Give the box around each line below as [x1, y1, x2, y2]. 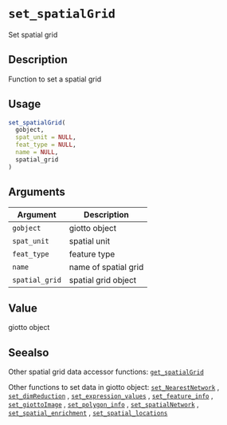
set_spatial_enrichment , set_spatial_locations [8, 408, 168, 418]
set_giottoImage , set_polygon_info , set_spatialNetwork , [8, 399, 199, 409]
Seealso [8, 346, 49, 359]
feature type [68, 248, 115, 260]
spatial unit [68, 235, 110, 246]
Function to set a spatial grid [8, 74, 102, 84]
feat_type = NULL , [15, 141, 77, 149]
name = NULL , [15, 149, 59, 157]
